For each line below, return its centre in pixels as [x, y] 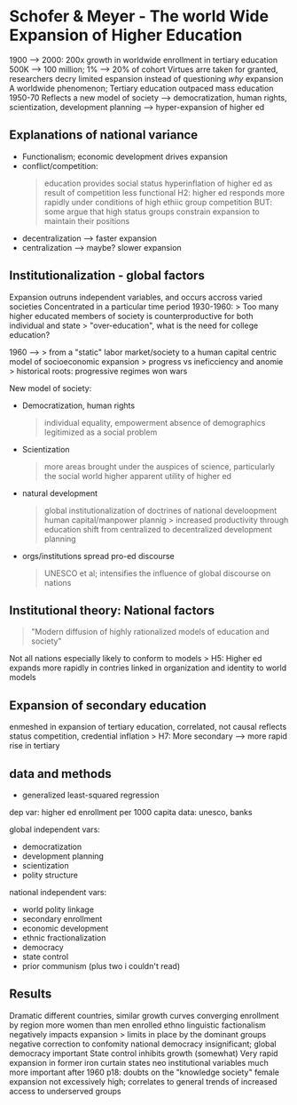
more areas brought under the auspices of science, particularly [160, 466]
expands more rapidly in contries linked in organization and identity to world [148, 668]
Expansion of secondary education [108, 705]
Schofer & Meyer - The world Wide [139, 16]
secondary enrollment [62, 919]
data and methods [61, 774]
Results [31, 994]
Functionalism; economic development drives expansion [125, 156]
